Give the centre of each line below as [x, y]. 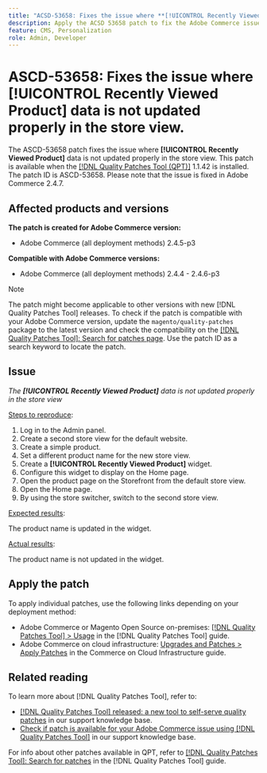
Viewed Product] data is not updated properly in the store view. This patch [131, 158]
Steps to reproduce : [41, 415]
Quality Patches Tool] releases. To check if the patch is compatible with [125, 313]
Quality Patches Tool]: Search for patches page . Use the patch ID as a [123, 338]
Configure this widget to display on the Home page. [104, 472]
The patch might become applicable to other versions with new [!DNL [122, 304]
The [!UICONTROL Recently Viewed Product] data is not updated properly [132, 391]
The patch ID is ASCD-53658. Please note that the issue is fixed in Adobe [128, 175]
